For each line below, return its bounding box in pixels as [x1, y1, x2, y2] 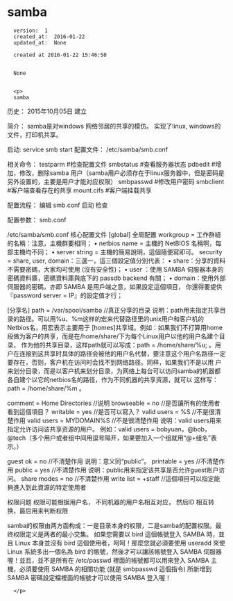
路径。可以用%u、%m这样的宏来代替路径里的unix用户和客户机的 [19, 314, 205, 323]
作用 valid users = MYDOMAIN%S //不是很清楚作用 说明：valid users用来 [12, 416, 222, 425]
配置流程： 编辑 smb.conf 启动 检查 [7, 201, 108, 209]
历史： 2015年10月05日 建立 [7, 107, 87, 115]
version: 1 [13, 27, 49, 34]
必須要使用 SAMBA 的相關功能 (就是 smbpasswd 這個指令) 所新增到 [19, 564, 212, 573]
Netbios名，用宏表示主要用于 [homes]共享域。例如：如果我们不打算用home [7, 323, 223, 331]
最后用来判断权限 [19, 507, 68, 515]
